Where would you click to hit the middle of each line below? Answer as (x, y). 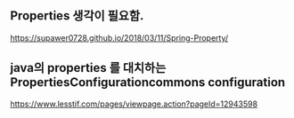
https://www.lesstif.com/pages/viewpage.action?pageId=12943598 (134, 104)
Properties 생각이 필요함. (77, 16)
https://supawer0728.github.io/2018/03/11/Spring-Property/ (119, 37)
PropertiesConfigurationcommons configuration (148, 83)
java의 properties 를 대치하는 (88, 68)
